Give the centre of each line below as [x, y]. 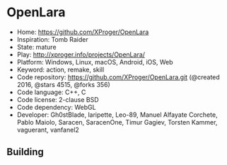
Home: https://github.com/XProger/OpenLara [83, 32]
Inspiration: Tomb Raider [53, 39]
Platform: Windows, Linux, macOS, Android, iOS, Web [95, 62]
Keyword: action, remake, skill [60, 69]
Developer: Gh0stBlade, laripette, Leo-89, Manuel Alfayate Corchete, [117, 115]
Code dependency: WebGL [56, 107]
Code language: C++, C [51, 92]
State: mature [37, 47]
